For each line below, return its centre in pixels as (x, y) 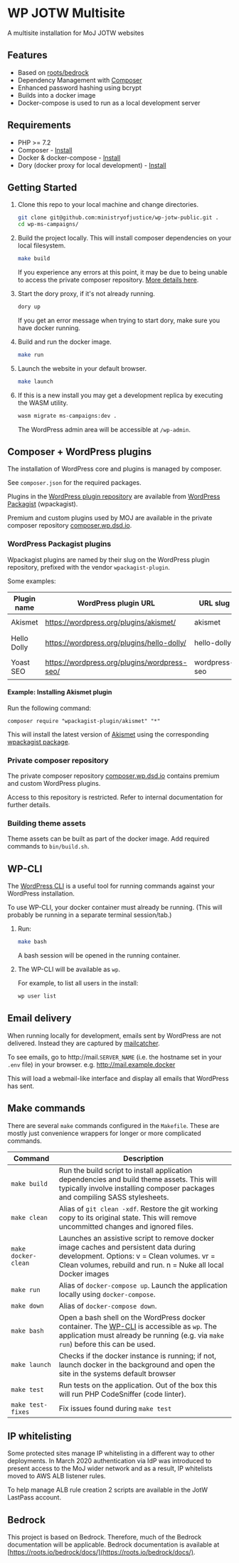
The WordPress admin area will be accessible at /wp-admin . (104, 429)
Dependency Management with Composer (80, 80)
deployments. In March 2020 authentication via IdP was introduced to (110, 1461)
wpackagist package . (39, 742)
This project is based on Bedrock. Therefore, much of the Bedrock (105, 1537)
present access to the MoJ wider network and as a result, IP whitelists (110, 1469)
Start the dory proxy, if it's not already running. (86, 293)
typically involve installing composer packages (137, 1188)
